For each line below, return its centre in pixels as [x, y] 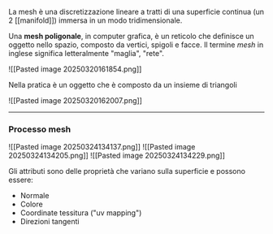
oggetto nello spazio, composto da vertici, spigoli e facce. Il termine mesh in [136, 45]
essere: [21, 180]
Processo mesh [40, 129]
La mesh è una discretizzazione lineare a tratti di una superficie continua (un [136, 12]
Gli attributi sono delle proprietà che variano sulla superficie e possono [127, 171]
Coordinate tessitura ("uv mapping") [81, 213]
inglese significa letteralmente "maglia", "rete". [87, 53]
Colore [31, 204]
